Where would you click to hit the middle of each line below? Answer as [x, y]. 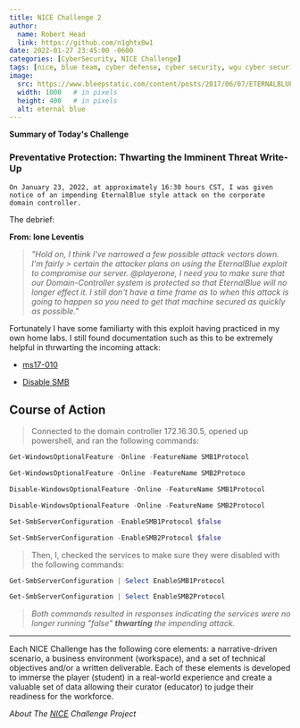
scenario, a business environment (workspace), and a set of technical [137, 658]
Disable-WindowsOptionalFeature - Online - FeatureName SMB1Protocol [137, 490]
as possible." [55, 311]
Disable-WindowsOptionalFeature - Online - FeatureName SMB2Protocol [137, 506]
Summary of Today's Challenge [69, 134]
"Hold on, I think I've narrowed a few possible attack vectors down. [155, 254]
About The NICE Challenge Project [73, 714]
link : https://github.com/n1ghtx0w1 [85, 42]
